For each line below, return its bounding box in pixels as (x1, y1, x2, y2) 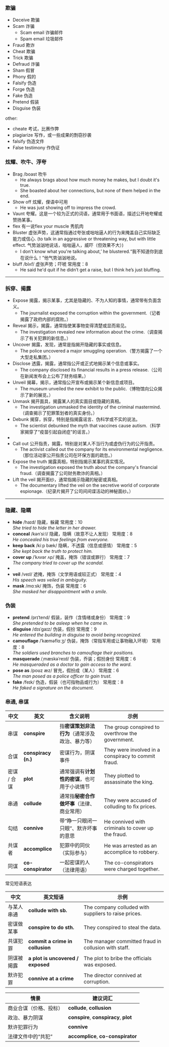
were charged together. (104, 865, 160, 872)
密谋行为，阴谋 (59, 749, 95, 756)
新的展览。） (29, 392, 54, 398)
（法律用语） (59, 866, 90, 873)
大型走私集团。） (20, 354, 54, 360)
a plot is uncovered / (28, 955, 79, 962)
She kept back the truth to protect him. (12, 548, 93, 554)
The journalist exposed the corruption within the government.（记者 (20, 309, 161, 316)
